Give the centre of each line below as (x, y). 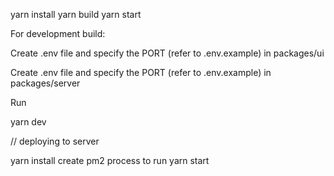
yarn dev (28, 122)
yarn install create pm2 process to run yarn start (110, 160)
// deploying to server (55, 141)
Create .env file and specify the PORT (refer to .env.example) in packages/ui (167, 53)
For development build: (58, 33)
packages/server (45, 83)
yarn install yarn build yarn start (76, 14)
